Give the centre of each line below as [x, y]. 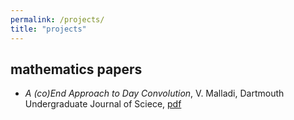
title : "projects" [48, 29]
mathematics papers [76, 69]
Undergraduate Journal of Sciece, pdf [103, 104]
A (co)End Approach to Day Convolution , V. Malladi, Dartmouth [154, 93]
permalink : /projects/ [57, 19]
